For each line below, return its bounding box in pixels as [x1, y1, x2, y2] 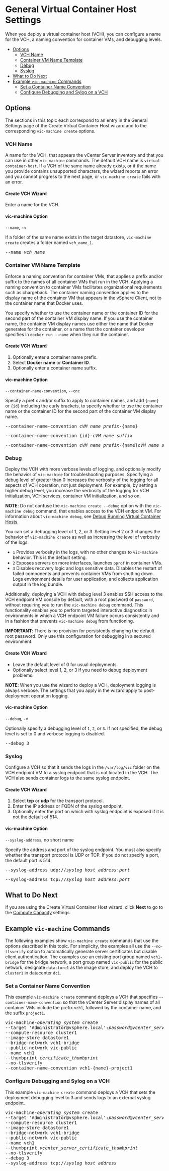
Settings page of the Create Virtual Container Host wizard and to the [5, 122, 147, 128]
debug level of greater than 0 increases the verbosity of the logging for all [5, 477, 158, 483]
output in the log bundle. [12, 581, 64, 587]
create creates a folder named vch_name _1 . [5, 240, 94, 246]
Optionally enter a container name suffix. [12, 365, 97, 371]
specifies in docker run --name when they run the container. [5, 331, 129, 337]
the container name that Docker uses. [5, 300, 83, 306]
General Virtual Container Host [5, 4, 137, 15]
